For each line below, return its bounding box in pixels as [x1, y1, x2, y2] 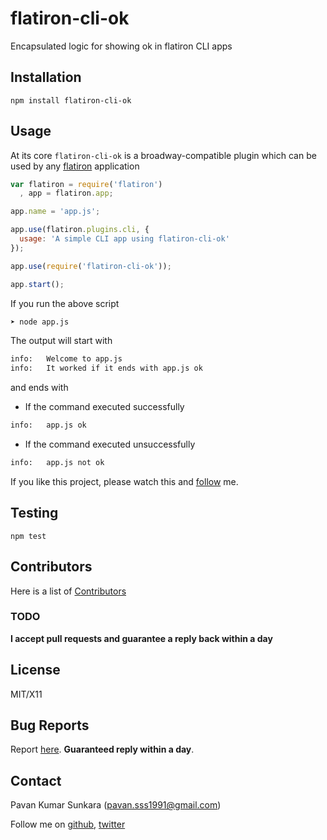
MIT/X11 [10, 688, 43, 700]
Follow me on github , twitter [10, 818, 126, 831]
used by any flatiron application [10, 160, 140, 172]
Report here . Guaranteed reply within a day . [10, 743, 195, 756]
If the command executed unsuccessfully [24, 438, 196, 451]
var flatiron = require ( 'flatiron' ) [10, 179, 163, 189]
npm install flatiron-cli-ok [10, 95, 132, 106]
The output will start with [10, 335, 113, 347]
